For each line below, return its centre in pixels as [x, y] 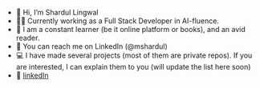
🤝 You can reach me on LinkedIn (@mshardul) [92, 46]
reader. [28, 38]
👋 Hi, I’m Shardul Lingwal [57, 12]
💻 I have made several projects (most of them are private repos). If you [134, 55]
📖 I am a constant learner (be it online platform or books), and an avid [131, 29]
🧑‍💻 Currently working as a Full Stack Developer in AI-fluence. [117, 21]
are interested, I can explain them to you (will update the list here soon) [133, 67]
